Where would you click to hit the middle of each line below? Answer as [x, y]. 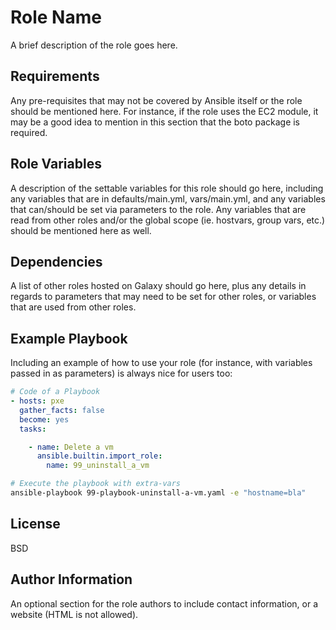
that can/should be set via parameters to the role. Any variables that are [158, 209]
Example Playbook [69, 338]
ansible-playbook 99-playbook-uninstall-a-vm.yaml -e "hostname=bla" [158, 493]
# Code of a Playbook [55, 392]
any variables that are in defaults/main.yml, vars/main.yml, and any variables [168, 198]
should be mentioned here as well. [81, 230]
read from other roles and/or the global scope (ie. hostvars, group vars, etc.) [168, 220]
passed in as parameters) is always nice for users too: [121, 373]
